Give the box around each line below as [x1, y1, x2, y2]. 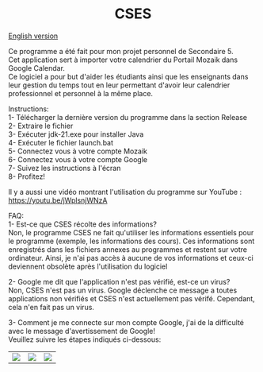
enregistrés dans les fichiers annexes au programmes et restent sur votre [8, 244, 248, 254]
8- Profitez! [8, 172, 46, 181]
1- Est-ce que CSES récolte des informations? [8, 219, 157, 229]
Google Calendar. [8, 63, 66, 72]
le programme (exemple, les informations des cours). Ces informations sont [8, 236, 255, 246]
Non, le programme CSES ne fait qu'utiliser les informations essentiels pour [8, 227, 254, 237]
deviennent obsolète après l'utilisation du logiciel [8, 262, 168, 271]
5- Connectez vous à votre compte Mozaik [8, 146, 148, 156]
